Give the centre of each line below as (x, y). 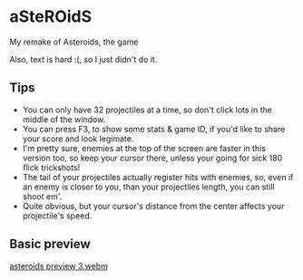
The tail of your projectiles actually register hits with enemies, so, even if (158, 177)
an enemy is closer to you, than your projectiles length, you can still (148, 187)
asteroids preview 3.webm (59, 266)
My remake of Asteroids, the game (74, 42)
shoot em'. (42, 196)
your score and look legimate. (78, 139)
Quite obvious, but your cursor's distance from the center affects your (153, 206)
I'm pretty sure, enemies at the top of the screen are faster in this (144, 148)
